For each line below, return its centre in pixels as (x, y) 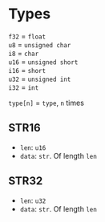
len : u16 (33, 147)
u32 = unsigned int (40, 79)
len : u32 (33, 200)
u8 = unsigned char (40, 44)
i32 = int (24, 87)
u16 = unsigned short (43, 62)
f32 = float (27, 36)
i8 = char (24, 53)
